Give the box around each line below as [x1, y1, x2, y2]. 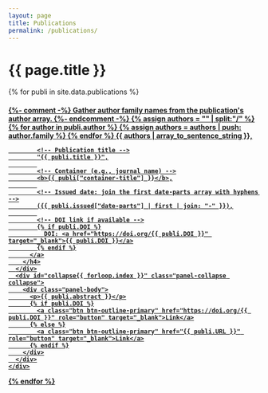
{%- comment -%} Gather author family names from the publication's [8, 105, 245, 115]
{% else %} [29, 320, 66, 328]
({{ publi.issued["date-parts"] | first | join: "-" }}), [37, 202, 234, 210]
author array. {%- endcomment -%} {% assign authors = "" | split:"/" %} [8, 113, 255, 124]
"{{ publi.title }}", [37, 153, 109, 161]
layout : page [8, 11, 52, 20]
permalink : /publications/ [8, 26, 98, 34]
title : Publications [8, 19, 77, 27]
